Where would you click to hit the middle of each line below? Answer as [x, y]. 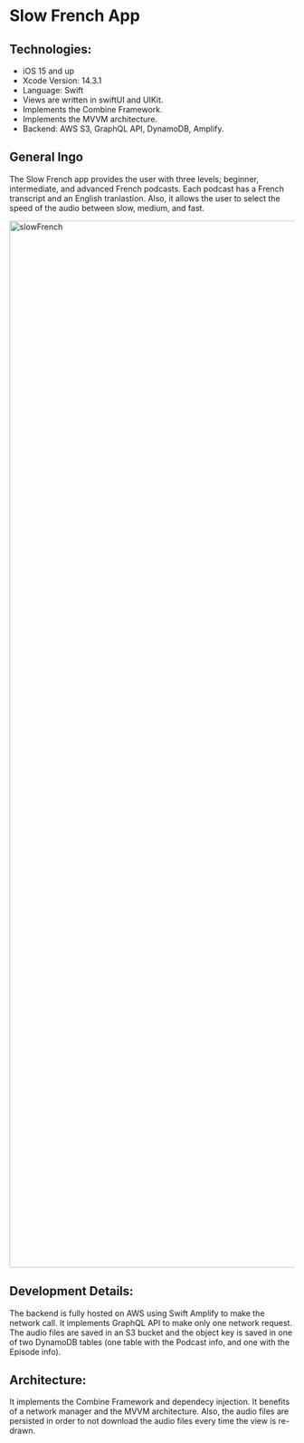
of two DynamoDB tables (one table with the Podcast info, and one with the [150, 1341]
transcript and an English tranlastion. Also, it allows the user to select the [145, 198]
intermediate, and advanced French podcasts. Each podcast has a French [147, 189]
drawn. [23, 1431]
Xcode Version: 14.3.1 [62, 81]
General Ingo [47, 157]
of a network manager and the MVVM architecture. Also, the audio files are [149, 1411]
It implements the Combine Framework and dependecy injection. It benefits [150, 1402]
